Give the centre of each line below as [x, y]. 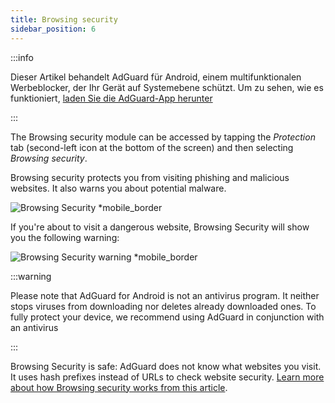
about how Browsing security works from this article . [119, 387]
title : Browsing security [64, 19]
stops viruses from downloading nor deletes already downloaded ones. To [163, 306]
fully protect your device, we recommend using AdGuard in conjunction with [167, 317]
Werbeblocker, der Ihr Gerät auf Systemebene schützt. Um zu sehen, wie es [167, 87]
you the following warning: [65, 237]
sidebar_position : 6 [53, 29]
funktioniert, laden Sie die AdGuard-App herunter [111, 98]
